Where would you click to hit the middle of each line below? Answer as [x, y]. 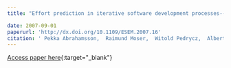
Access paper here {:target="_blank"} [60, 58]
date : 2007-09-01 [32, 26]
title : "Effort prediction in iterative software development [98, 13]
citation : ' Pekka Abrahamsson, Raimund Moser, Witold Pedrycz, [104, 38]
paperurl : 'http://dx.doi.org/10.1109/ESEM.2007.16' [84, 32]
